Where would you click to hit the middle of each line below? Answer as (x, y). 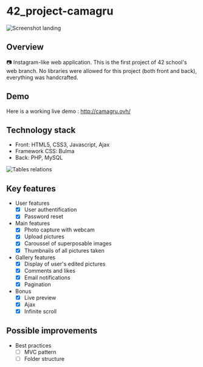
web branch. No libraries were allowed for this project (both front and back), (102, 70)
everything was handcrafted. (42, 77)
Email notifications (47, 277)
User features (32, 203)
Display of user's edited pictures (65, 264)
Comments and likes (50, 270)
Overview (25, 47)
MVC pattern (40, 352)
